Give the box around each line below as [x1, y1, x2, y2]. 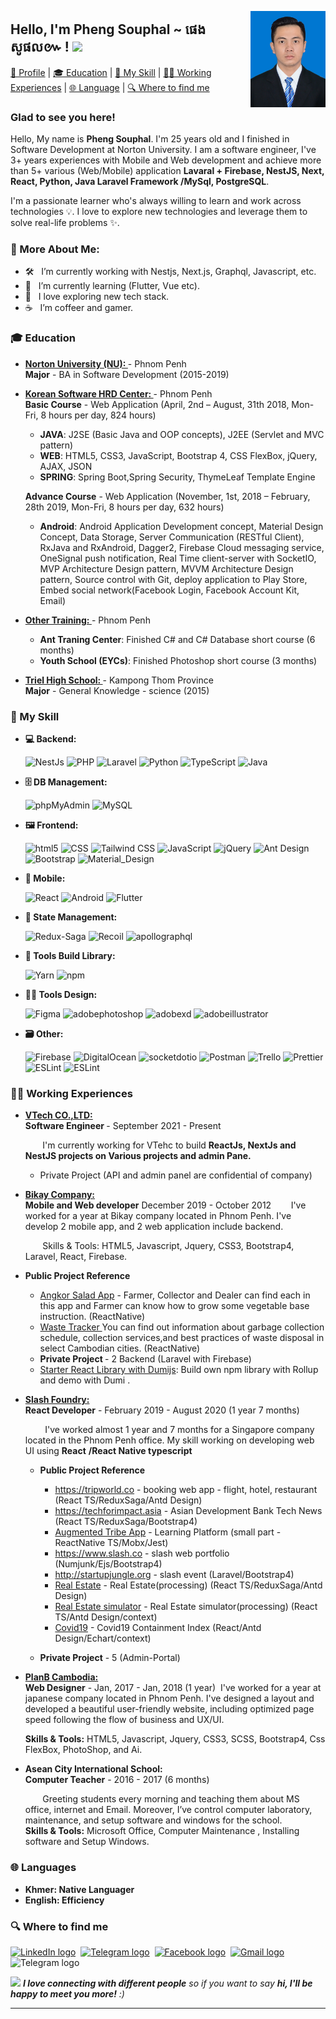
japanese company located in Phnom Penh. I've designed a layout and [24, 1692, 315, 1705]
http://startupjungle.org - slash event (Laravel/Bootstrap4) [54, 1569, 295, 1581]
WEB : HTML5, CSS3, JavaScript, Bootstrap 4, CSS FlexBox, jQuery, [39, 449, 318, 461]
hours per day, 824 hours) [48, 409, 157, 421]
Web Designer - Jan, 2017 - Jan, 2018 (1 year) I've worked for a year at [24, 1682, 322, 1694]
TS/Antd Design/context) [54, 1611, 158, 1623]
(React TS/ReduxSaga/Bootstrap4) [54, 1516, 198, 1528]
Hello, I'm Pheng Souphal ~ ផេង [10, 21, 207, 38]
